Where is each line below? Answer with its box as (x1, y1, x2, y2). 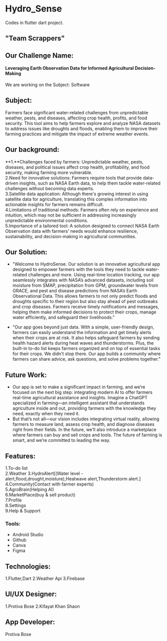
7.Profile (5, 497, 22, 503)
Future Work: (5, 371, 47, 379)
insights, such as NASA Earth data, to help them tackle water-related (19, 180, 161, 186)
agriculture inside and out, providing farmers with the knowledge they (12, 405, 156, 411)
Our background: (5, 145, 60, 154)
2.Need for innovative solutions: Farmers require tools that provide (5, 175, 142, 181)
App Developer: (5, 618, 55, 626)
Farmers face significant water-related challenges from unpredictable (5, 109, 148, 115)
